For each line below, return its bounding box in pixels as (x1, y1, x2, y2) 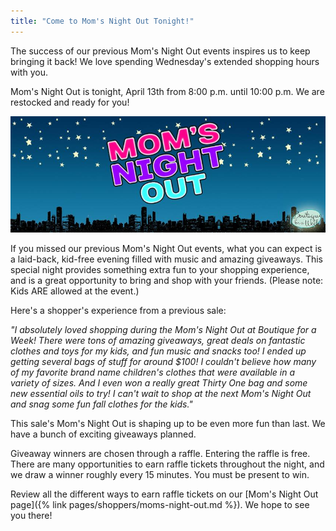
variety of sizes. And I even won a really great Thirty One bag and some (10, 377, 308, 389)
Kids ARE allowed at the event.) (10, 285, 140, 297)
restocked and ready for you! (10, 96, 130, 108)
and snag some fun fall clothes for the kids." (10, 398, 193, 410)
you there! (10, 510, 53, 522)
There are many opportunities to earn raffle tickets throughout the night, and (10, 458, 325, 470)
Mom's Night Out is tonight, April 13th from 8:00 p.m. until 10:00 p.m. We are (10, 85, 325, 97)
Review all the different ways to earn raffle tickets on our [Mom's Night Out (10, 488, 319, 500)
